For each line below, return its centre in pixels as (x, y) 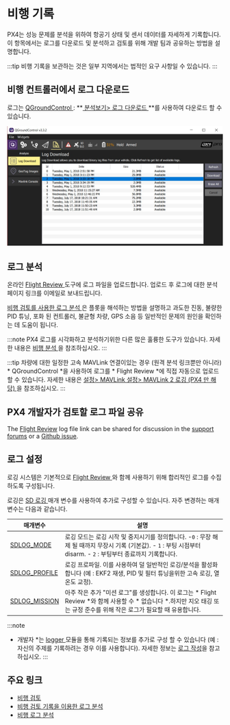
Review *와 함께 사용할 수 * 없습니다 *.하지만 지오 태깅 (138, 601)
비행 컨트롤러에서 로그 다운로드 (68, 90)
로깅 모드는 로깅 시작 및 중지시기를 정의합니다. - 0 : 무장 (138, 537)
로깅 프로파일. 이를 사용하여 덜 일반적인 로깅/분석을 (132, 564)
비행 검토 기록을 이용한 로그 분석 (60, 706)
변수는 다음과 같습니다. (37, 508)
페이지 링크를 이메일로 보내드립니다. (55, 293)
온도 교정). (79, 581)
